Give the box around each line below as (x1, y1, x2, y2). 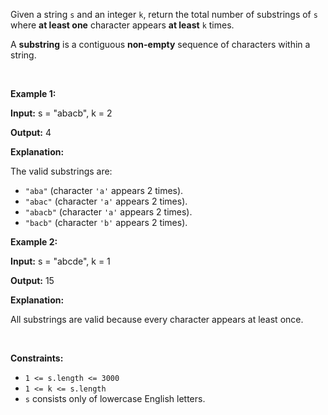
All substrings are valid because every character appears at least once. (10, 314, 304, 325)
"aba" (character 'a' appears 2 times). (24, 185, 184, 196)
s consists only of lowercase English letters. (24, 393, 206, 404)
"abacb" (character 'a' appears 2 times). (24, 206, 193, 218)
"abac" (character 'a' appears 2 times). (24, 195, 188, 207)
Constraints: (10, 352, 64, 364)
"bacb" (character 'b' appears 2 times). (24, 217, 188, 228)
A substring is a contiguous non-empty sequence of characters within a (10, 39, 311, 50)
